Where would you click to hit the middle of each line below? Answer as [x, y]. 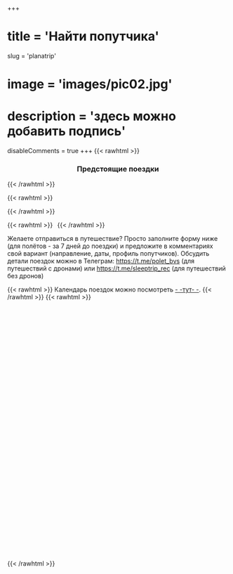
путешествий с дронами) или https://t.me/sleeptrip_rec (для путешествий [116, 268]
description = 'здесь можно [92, 116]
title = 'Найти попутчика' [83, 37]
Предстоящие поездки [118, 169]
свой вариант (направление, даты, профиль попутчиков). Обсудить [108, 254]
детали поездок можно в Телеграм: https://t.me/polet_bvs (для [101, 261]
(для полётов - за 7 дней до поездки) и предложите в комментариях [110, 246]
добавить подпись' [67, 131]
